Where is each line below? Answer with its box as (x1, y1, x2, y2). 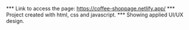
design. (6, 18, 25, 24)
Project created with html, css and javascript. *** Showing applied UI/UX (6, 11, 184, 18)
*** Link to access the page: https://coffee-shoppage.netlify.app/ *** (6, 5, 175, 12)
